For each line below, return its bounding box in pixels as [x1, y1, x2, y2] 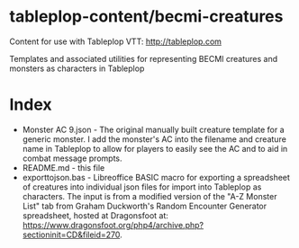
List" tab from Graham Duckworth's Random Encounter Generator [22, 200, 267, 211]
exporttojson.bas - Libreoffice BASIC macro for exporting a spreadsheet [22, 172, 291, 182]
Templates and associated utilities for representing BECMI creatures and [9, 53, 278, 64]
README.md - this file [22, 162, 105, 173]
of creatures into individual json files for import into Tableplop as [22, 182, 262, 192]
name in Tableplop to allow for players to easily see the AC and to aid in [22, 143, 288, 154]
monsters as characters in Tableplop [9, 63, 145, 74]
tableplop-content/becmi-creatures [9, 6, 284, 27]
